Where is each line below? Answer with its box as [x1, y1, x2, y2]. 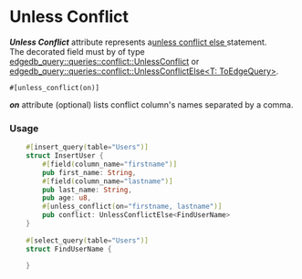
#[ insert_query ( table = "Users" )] [26, 143, 149, 152]
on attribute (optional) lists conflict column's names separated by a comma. [9, 98, 294, 110]
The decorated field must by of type [9, 46, 145, 57]
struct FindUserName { [26, 244, 112, 253]
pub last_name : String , [42, 185, 132, 194]
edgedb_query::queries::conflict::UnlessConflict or [9, 56, 200, 67]
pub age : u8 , [42, 193, 92, 202]
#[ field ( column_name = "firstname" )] [42, 160, 178, 169]
